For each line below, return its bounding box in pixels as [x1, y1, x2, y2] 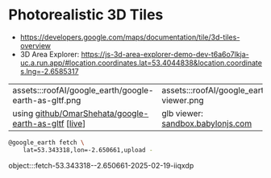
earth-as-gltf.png [12, 94, 81, 106]
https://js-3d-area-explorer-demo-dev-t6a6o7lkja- [81, 49, 250, 59]
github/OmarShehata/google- [35, 107, 149, 118]
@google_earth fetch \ [8, 139, 85, 147]
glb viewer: [161, 107, 204, 118]
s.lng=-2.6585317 [19, 66, 79, 76]
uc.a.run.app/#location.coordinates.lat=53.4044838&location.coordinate [19, 58, 262, 68]
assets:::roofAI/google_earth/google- [12, 85, 154, 96]
